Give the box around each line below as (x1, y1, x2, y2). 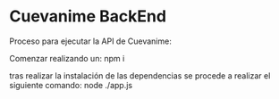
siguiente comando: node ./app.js (9, 79, 132, 90)
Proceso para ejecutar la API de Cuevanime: (9, 36, 172, 46)
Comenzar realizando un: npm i (9, 53, 125, 63)
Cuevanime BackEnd (9, 6, 167, 27)
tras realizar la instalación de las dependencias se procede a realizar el (9, 70, 271, 81)
